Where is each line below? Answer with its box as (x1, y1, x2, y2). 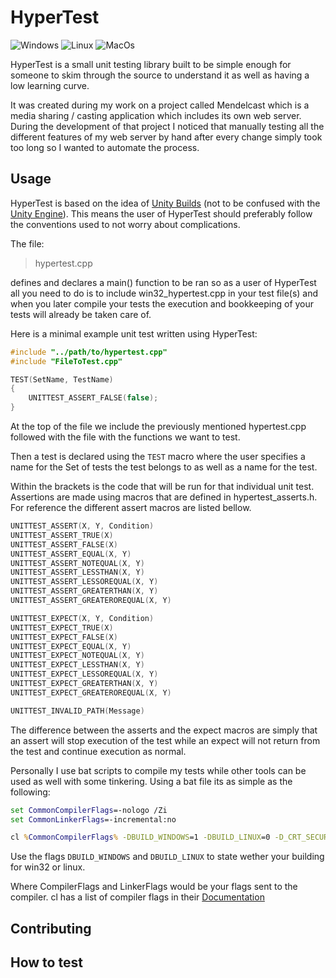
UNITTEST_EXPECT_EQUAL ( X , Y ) (10, 641, 132, 651)
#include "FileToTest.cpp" (10, 356, 123, 366)
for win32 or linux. (10, 861, 86, 873)
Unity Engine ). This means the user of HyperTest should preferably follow (10, 207, 313, 220)
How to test (10, 954, 83, 971)
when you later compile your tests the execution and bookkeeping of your (10, 297, 315, 310)
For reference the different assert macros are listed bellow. (10, 502, 252, 513)
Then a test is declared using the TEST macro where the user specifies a (10, 451, 306, 462)
